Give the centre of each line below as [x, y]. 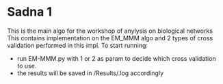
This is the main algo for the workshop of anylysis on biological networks [110, 31]
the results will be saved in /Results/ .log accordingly [90, 73]
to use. [27, 66]
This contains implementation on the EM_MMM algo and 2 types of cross [110, 38]
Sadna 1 [30, 12]
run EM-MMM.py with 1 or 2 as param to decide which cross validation [117, 58]
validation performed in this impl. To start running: [78, 45]
